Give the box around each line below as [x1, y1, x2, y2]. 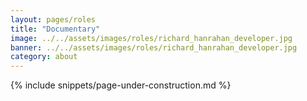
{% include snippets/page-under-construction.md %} [10, 79, 232, 91]
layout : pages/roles [10, 14, 97, 25]
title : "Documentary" [10, 24, 101, 34]
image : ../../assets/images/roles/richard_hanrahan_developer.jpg [10, 33, 293, 43]
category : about [10, 52, 78, 62]
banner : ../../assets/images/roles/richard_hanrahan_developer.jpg [10, 42, 298, 53]
